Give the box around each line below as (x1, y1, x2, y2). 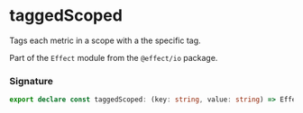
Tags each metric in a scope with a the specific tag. (9, 35, 201, 46)
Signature (9, 74, 54, 87)
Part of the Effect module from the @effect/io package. (9, 52, 218, 63)
